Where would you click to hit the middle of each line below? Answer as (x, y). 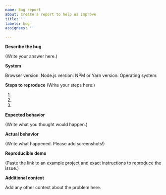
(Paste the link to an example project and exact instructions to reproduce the (83, 163)
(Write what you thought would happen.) (46, 125)
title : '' (15, 19)
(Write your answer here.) (31, 56)
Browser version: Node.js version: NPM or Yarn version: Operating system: (81, 75)
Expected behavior (25, 115)
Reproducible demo (26, 153)
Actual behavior (22, 134)
